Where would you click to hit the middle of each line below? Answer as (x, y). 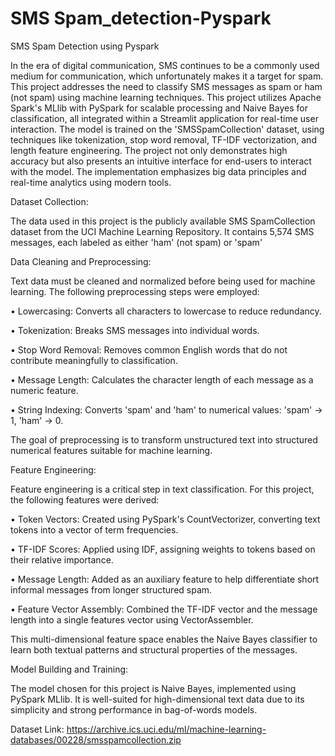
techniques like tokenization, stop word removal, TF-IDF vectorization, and (163, 139)
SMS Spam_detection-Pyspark (141, 18)
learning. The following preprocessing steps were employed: (135, 291)
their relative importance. (62, 559)
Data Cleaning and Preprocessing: (81, 261)
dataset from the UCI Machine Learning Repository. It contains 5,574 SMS (162, 231)
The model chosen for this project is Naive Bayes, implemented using (153, 688)
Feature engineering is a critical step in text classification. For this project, (162, 489)
